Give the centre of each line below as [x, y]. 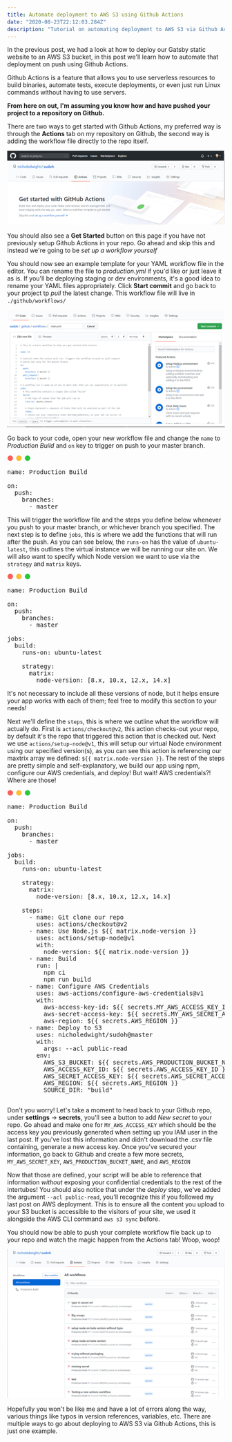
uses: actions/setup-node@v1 [86, 938]
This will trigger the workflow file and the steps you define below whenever [114, 520]
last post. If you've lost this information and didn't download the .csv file [110, 1139]
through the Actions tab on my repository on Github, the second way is [108, 134]
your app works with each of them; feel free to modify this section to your [112, 701]
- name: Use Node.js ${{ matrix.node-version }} [113, 931]
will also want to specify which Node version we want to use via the [104, 556]
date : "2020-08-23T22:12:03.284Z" [57, 22]
